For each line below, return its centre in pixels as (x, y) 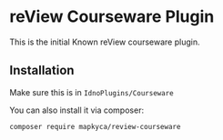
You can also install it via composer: (76, 110)
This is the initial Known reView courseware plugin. (105, 42)
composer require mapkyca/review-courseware (95, 126)
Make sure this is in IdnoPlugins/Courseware (92, 92)
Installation (42, 70)
